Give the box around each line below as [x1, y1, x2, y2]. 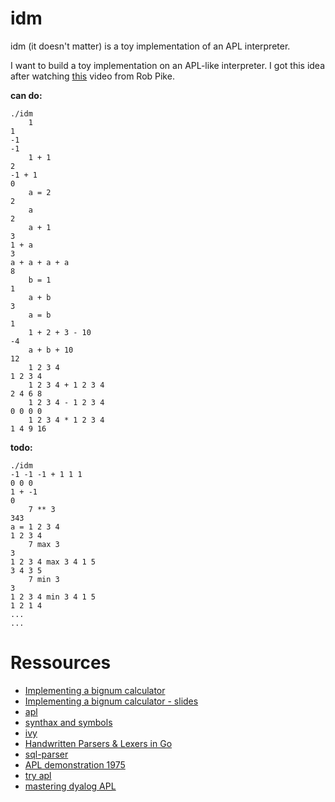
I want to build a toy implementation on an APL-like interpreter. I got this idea [10, 59, 326, 71]
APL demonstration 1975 [24, 758, 126, 771]
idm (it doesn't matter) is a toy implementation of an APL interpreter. [10, 40, 291, 52]
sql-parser [24, 748, 69, 760]
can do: [10, 89, 43, 101]
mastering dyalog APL [24, 780, 117, 792]
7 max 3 [28, 539, 60, 549]
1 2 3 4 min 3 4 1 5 [10, 592, 97, 602]
